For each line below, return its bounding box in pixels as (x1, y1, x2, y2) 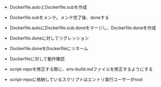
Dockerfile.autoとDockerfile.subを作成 (9, 4, 87, 10)
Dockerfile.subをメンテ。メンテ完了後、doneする (9, 15, 109, 20)
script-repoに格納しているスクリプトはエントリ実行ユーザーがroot (9, 77, 143, 82)
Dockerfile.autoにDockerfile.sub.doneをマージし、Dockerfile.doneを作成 (9, 25, 156, 31)
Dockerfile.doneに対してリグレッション (9, 35, 89, 41)
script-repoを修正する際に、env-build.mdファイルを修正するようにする (9, 66, 153, 72)
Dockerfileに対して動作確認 (9, 56, 65, 62)
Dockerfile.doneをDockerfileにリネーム (9, 46, 89, 51)
